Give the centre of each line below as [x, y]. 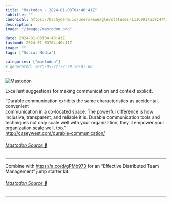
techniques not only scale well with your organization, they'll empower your [85, 123]
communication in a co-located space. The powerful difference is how [79, 112]
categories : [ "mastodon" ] [33, 62]
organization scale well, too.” [36, 128]
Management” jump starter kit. [38, 171]
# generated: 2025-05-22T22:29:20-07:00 [49, 66]
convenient [17, 106]
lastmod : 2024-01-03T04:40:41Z [39, 43]
